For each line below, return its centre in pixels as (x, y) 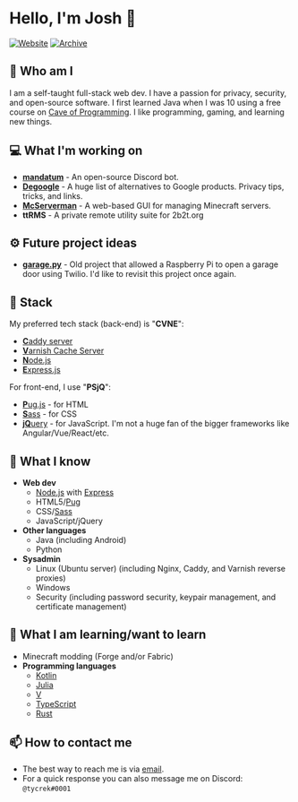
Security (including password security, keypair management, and (156, 597)
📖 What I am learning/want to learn (108, 635)
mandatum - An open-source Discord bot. (100, 177)
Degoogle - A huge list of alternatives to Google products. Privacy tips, (153, 186)
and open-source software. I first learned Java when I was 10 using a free (145, 102)
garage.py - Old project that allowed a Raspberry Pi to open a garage (150, 264)
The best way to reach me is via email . (93, 769)
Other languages (54, 530)
